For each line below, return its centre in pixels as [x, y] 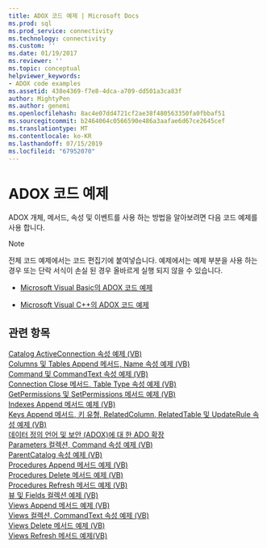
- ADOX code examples [45, 83]
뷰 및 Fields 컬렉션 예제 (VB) [54, 495]
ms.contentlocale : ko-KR [50, 136]
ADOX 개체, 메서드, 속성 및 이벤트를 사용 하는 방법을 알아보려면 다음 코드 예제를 [133, 217]
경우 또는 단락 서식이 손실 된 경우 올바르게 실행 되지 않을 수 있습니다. [116, 271]
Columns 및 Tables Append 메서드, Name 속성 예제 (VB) [99, 364]
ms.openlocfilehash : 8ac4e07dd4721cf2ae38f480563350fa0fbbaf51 [117, 114]
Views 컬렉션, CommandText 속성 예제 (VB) [79, 516]
